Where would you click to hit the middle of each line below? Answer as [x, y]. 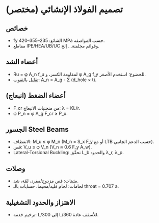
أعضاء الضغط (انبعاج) [36, 96]
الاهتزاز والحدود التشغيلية [41, 202]
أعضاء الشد [22, 62]
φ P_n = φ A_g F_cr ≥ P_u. [40, 113]
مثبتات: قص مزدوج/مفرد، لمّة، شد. [46, 181]
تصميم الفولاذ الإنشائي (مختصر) [64, 9]
